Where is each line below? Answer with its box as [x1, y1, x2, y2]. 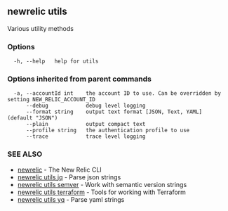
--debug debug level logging [25, 102, 146, 110]
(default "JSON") [7, 115, 58, 122]
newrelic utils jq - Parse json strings [17, 172, 121, 181]
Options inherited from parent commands [7, 74, 152, 84]
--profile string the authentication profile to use [25, 127, 190, 134]
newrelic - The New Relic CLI [17, 165, 102, 174]
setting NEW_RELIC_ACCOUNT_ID [7, 96, 96, 103]
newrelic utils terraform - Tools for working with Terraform [17, 188, 186, 196]
